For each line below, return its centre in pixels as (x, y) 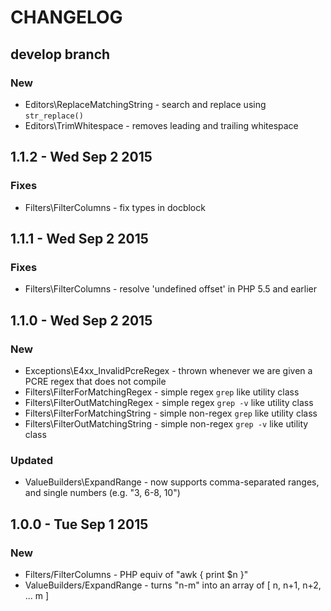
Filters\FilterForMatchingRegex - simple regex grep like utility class (162, 392)
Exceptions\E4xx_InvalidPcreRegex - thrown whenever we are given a (168, 370)
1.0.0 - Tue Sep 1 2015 (79, 524)
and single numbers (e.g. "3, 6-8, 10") (102, 493)
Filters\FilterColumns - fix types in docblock (115, 207)
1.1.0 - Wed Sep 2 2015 (81, 320)
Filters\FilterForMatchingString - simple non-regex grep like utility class (171, 413)
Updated (31, 460)
